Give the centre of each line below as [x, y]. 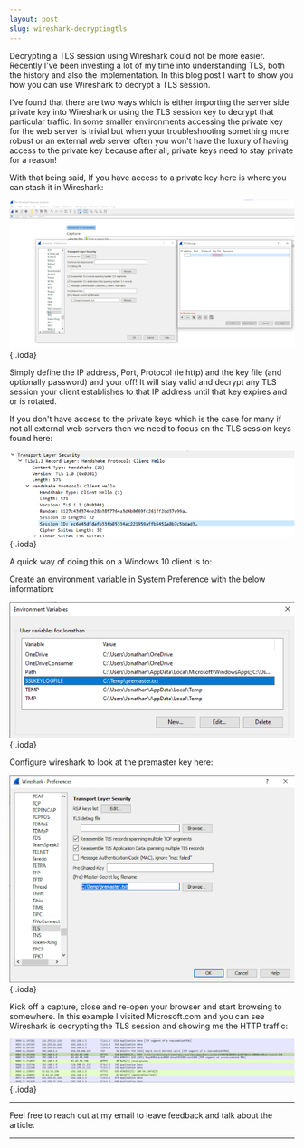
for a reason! [33, 159]
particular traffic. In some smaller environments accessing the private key [146, 121]
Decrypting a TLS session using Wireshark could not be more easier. [137, 55]
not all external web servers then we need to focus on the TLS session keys [150, 428]
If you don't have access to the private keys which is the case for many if [146, 419]
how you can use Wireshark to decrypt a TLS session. [110, 84]
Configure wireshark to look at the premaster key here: [111, 762]
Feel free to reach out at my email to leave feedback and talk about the [141, 1115]
